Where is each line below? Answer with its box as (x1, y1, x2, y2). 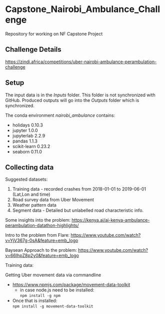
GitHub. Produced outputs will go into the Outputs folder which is (5, 97, 139, 103)
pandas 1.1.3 (12, 138, 37, 144)
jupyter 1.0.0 (12, 127, 38, 133)
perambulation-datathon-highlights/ (5, 222, 79, 229)
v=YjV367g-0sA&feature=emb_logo (5, 237, 78, 244)
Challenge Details (5, 45, 61, 54)
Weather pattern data (12, 202, 56, 208)
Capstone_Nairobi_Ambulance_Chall (5, 4, 160, 15)
